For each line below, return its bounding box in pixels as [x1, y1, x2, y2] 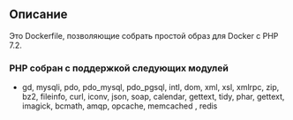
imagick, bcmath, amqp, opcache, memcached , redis [21, 101, 218, 111]
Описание [9, 7, 68, 22]
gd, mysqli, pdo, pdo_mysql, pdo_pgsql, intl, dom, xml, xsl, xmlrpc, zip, [21, 82, 280, 93]
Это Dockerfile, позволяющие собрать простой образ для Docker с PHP [9, 30, 279, 41]
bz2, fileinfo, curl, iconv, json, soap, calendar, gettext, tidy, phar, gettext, [21, 92, 285, 102]
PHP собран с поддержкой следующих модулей [9, 62, 229, 74]
